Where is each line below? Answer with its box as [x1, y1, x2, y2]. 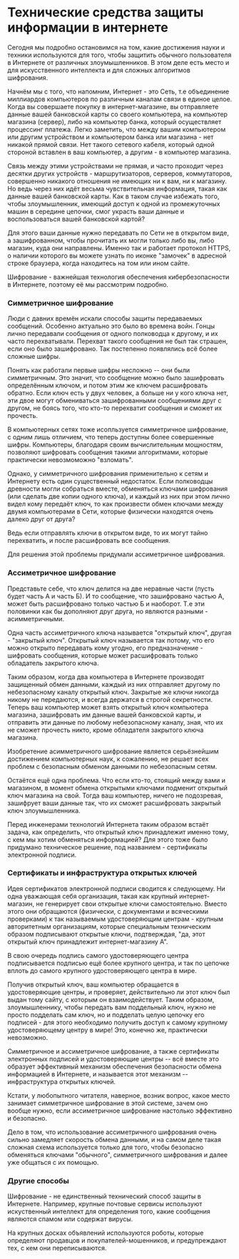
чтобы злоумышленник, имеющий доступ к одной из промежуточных [7, 199, 220, 208]
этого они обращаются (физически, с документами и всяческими [7, 907, 209, 915]
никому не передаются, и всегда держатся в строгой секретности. [7, 695, 213, 703]
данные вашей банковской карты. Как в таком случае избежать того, [7, 192, 220, 200]
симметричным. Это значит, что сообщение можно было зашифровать [7, 374, 225, 382]
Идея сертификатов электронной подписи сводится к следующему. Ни [7, 884, 225, 892]
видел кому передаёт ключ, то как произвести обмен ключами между [7, 500, 223, 509]
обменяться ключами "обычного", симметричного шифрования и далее [7, 1150, 228, 1159]
